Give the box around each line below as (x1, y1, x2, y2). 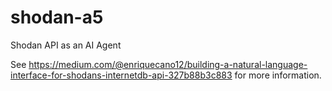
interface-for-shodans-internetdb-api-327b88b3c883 (10, 69, 233, 81)
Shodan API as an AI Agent (10, 39, 122, 51)
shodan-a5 (10, 6, 104, 29)
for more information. (234, 69, 322, 81)
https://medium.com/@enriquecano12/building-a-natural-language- (28, 58, 308, 70)
